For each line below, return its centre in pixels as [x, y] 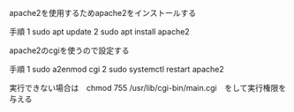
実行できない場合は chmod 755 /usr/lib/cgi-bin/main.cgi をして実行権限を [148, 88]
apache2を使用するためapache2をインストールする [103, 13]
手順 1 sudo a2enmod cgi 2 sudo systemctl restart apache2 [117, 69]
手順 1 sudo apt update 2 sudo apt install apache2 [99, 32]
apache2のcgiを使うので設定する [69, 50]
